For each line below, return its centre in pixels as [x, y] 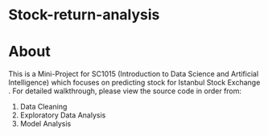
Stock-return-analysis [84, 15]
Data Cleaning [43, 107]
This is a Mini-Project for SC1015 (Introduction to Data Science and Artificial [134, 74]
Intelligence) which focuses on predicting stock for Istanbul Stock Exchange [134, 83]
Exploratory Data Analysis [63, 115]
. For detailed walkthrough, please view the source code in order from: [125, 91]
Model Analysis [45, 124]
